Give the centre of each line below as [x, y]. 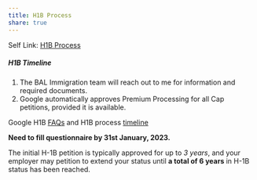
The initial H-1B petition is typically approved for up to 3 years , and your [125, 153]
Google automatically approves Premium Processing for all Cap [122, 99]
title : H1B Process [40, 15]
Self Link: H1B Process [44, 45]
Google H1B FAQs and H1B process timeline [79, 123]
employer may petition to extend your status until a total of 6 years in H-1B [129, 161]
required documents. [53, 91]
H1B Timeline [30, 63]
